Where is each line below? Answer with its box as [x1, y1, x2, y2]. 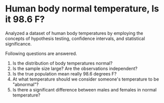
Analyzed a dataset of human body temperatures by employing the [5, 30, 143, 36]
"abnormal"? [12, 81, 39, 87]
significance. [5, 40, 32, 46]
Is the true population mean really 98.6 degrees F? [12, 70, 117, 76]
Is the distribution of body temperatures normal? [12, 60, 113, 66]
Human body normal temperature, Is [5, 3, 159, 14]
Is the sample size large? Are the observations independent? [12, 65, 138, 71]
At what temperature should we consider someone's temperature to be [12, 76, 159, 82]
